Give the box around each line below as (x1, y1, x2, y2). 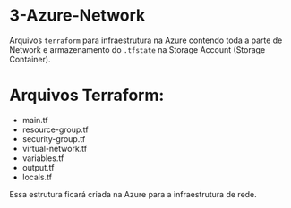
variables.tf (21, 153, 64, 163)
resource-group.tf (21, 124, 90, 135)
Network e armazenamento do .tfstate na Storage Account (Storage (9, 44, 266, 54)
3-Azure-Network (9, 5, 146, 26)
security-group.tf (21, 133, 86, 144)
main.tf (21, 114, 49, 125)
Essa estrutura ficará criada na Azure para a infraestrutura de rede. (9, 188, 257, 199)
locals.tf (21, 171, 52, 182)
